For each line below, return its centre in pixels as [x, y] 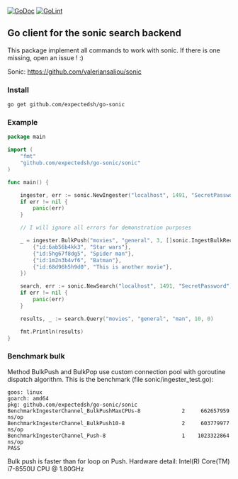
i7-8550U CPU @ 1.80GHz [46, 468]
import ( [20, 150]
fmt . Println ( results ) [52, 332]
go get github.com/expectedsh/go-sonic [66, 105]
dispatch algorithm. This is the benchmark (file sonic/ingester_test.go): [110, 379]
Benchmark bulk [36, 356]
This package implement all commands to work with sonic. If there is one [114, 50]
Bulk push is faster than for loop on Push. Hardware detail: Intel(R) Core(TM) [119, 461]
